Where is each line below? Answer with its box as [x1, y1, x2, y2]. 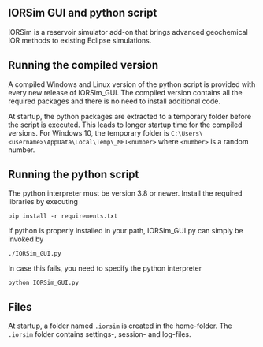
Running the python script [8, 168, 139, 181]
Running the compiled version [8, 58, 159, 72]
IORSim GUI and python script [8, 6, 157, 20]
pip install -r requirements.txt [8, 212, 118, 220]
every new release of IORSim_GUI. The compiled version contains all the [8, 88, 243, 97]
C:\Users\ [170, 129, 203, 137]
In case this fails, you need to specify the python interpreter [8, 263, 202, 273]
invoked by [8, 234, 44, 244]
